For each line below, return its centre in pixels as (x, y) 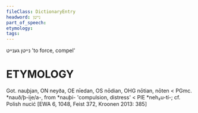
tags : (13, 34)
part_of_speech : (26, 22)
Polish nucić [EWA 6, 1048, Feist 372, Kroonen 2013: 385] (77, 104)
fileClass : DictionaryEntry (41, 12)
